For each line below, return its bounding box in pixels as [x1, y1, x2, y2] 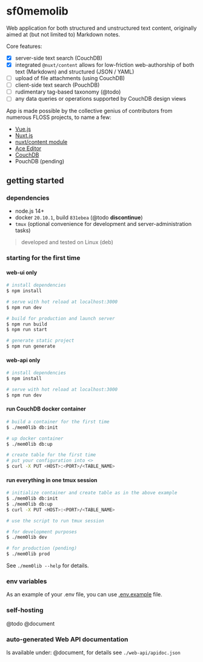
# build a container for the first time [6, 418, 110, 425]
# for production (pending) [6, 545, 78, 551]
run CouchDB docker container [6, 405, 86, 412]
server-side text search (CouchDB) [15, 54, 103, 61]
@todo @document [6, 619, 55, 627]
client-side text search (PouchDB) [15, 81, 100, 89]
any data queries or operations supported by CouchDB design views [15, 95, 187, 103]
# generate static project [6, 338, 75, 344]
